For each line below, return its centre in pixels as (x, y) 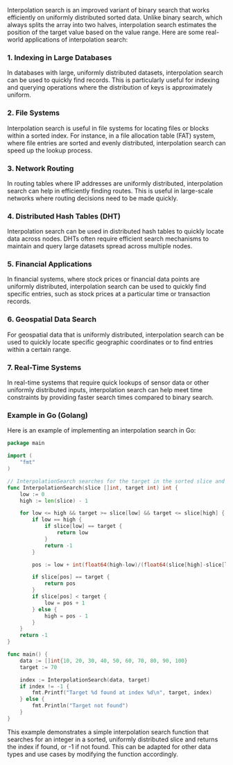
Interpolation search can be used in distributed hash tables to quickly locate (115, 232)
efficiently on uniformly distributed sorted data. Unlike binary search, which (115, 17)
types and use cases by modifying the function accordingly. (93, 754)
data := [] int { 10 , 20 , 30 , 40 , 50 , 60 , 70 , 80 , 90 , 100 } (104, 661)
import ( (20, 456)
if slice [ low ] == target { (83, 526)
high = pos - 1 (66, 616)
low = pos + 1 (64, 603)
